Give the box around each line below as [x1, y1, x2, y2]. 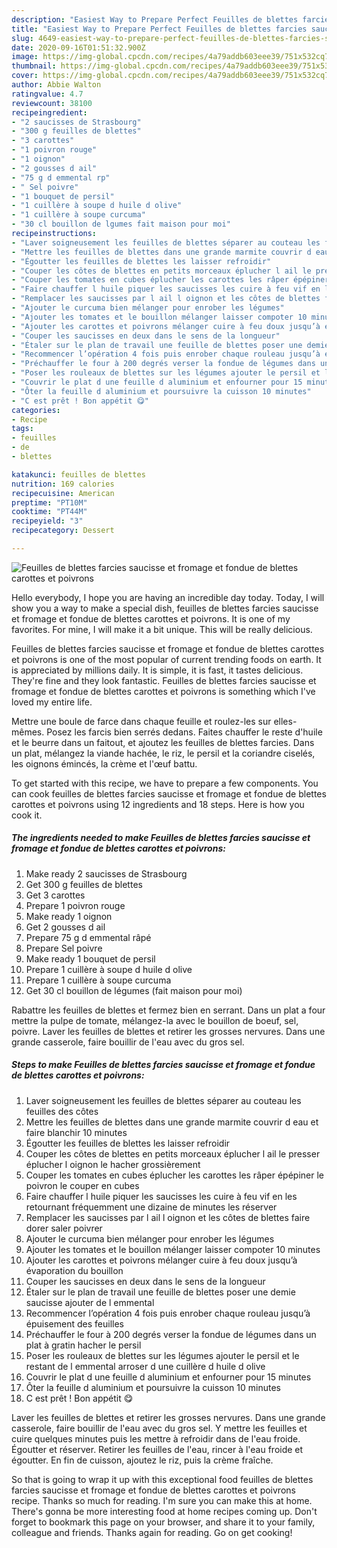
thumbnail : [11, 61, 57, 71]
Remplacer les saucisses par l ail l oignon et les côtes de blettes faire [25, 1211, 311, 1223]
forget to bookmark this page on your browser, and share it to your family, [11, 1516, 316, 1528]
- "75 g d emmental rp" [11, 172, 111, 183]
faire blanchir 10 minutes [25, 1126, 128, 1138]
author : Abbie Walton [11, 80, 102, 90]
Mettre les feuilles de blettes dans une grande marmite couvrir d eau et [25, 1116, 319, 1128]
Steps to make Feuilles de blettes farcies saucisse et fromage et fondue [11, 1059, 316, 1071]
